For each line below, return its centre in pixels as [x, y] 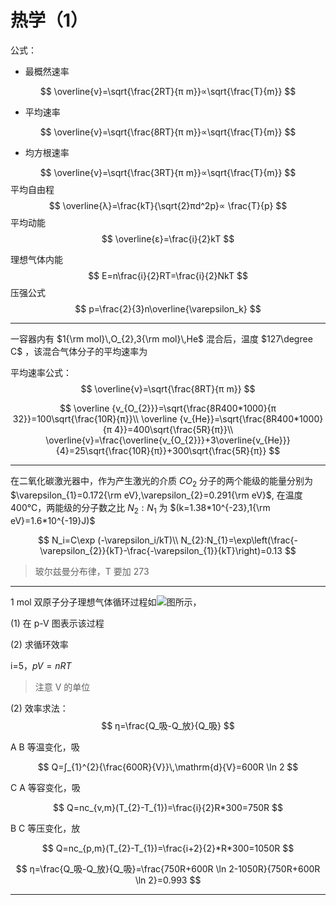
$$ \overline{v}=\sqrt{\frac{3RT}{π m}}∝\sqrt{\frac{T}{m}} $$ [168, 172]
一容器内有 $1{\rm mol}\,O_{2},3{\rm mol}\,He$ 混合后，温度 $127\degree [161, 338]
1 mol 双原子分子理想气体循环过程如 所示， [106, 602]
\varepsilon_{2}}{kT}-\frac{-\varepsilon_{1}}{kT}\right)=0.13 [161, 550]
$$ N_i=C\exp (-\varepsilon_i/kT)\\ [108, 540]
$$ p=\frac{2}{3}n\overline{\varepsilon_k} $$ [168, 308]
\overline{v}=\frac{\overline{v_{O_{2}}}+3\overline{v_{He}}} [168, 440]
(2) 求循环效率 [39, 644]
